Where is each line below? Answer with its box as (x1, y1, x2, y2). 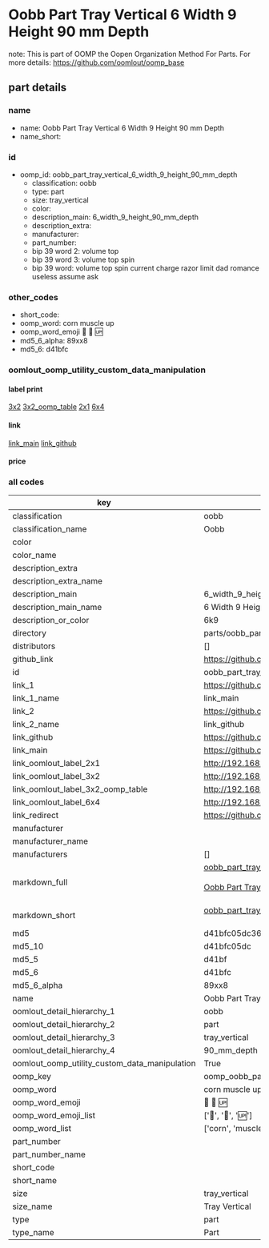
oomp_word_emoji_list (12, 1110, 96, 1122)
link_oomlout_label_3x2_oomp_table (12, 784, 148, 795)
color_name (12, 550, 57, 561)
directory (12, 628, 46, 639)
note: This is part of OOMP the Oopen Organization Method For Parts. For (8, 49, 251, 58)
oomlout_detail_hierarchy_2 (12, 1019, 115, 1030)
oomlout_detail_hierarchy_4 (12, 1045, 115, 1056)
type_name (12, 1227, 54, 1238)
